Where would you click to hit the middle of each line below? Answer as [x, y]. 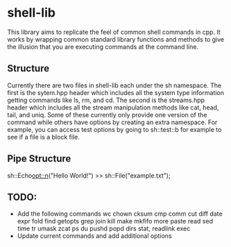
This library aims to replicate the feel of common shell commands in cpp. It [114, 32]
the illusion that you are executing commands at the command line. [103, 46]
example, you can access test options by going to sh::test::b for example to [114, 129]
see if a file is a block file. [43, 137]
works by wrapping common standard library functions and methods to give [116, 39]
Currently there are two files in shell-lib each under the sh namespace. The [114, 85]
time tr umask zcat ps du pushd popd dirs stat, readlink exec [104, 229]
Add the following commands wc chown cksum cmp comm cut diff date [120, 214]
